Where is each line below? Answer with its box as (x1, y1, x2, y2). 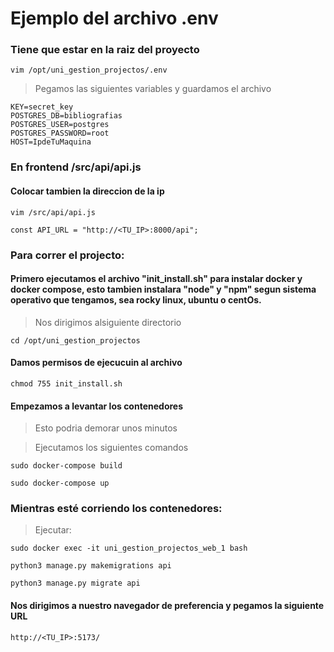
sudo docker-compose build (10, 461, 123, 471)
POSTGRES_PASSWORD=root (10, 128, 110, 139)
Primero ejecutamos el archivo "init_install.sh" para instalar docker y (10, 273, 303, 285)
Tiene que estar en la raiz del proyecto (10, 43, 200, 57)
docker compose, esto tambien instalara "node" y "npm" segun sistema (10, 283, 317, 296)
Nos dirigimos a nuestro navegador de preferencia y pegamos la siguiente (10, 600, 325, 612)
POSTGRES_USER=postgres (10, 120, 110, 130)
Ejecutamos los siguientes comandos (34, 442, 189, 454)
